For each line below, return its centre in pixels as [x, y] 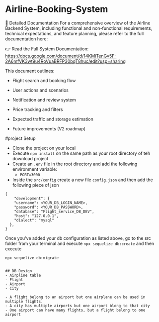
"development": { [32, 198]
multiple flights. [24, 301]
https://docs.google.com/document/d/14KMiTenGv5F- [61, 56]
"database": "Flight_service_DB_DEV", [54, 212]
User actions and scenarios [40, 90]
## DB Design [19, 271]
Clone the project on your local [44, 148]
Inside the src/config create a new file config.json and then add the [82, 180]
